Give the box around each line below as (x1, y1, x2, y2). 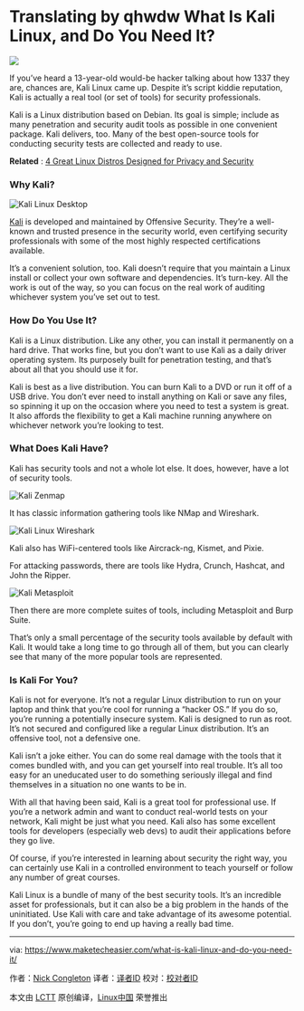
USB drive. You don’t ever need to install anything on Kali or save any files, (9, 391, 288, 402)
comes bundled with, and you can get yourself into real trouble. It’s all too (9, 760, 283, 771)
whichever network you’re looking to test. (9, 419, 165, 431)
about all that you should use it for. (9, 364, 138, 375)
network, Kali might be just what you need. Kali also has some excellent (9, 816, 276, 827)
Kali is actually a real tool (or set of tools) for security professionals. (9, 91, 261, 102)
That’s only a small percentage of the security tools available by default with (9, 632, 293, 643)
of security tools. (9, 472, 72, 483)
